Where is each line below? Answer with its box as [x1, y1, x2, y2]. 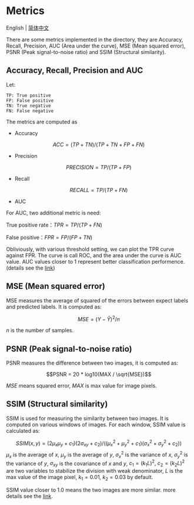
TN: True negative [6, 103, 51, 109]
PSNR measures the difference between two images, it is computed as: [6, 359, 178, 366]
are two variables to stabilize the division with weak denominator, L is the [6, 467, 183, 474]
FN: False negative [6, 107, 54, 114]
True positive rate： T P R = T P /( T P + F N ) [6, 221, 103, 228]
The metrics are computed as [6, 118, 78, 125]
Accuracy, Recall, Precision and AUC [6, 66, 143, 76]
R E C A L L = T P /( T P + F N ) [69, 186, 128, 193]
